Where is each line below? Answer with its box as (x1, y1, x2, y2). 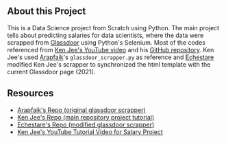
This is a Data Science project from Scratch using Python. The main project (7, 23, 220, 32)
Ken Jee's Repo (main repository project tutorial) (16, 113, 155, 121)
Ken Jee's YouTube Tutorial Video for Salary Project (16, 127, 163, 136)
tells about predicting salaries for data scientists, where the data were (7, 31, 204, 39)
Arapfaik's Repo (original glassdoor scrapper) (16, 106, 146, 114)
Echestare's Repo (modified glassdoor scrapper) (16, 120, 155, 129)
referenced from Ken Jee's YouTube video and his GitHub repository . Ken (7, 45, 214, 54)
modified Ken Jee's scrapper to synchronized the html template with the (7, 60, 211, 68)
